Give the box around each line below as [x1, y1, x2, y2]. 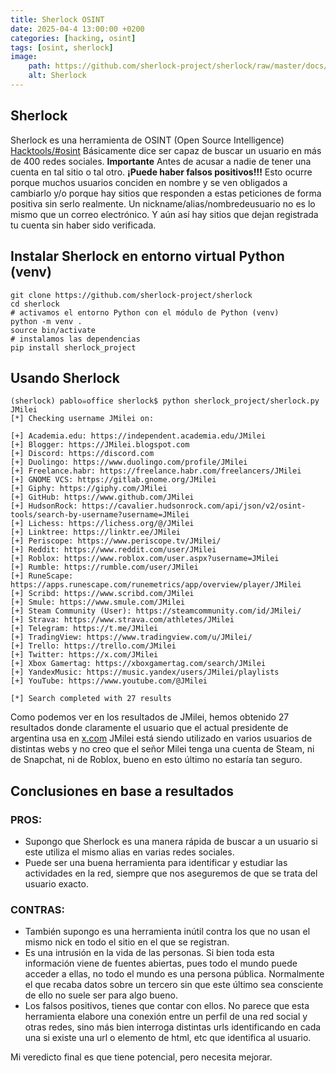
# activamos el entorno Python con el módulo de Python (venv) [10, 307, 280, 318]
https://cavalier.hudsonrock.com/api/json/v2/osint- [81, 501, 307, 511]
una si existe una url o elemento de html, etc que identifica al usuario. [24, 1032, 312, 1044]
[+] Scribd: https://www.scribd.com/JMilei [10, 589, 195, 599]
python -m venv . [10, 316, 83, 326]
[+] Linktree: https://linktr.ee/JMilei [10, 527, 182, 538]
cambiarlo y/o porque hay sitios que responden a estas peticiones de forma [10, 187, 322, 199]
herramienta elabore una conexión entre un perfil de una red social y [24, 1011, 308, 1023]
